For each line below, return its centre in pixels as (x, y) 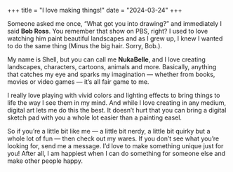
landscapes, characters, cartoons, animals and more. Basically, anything (112, 67)
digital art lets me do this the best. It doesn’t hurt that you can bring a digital (117, 110)
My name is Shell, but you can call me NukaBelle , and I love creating (106, 59)
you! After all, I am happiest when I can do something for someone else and (116, 153)
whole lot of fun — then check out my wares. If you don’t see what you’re (113, 138)
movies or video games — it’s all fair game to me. (78, 82)
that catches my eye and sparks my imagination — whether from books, (111, 74)
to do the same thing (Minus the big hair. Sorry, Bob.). (85, 46)
